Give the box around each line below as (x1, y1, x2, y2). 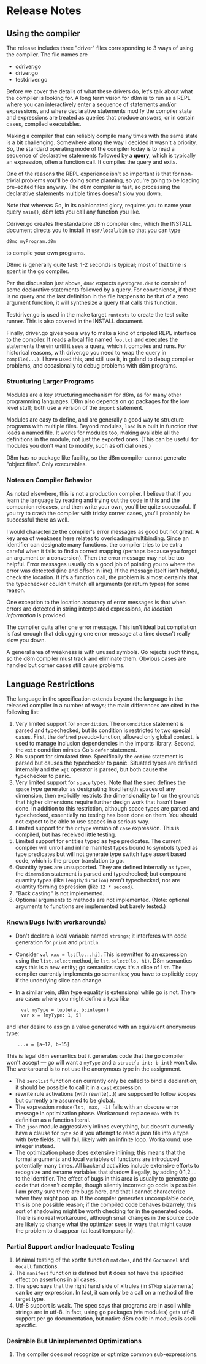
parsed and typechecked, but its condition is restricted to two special (15, 726, 191, 734)
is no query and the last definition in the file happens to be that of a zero (6, 293, 189, 299)
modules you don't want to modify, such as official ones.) (6, 442, 151, 450)
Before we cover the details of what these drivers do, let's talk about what (6, 88, 193, 95)
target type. (15, 1295, 45, 1303)
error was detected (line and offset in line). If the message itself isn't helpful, (6, 567, 199, 574)
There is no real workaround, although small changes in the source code (15, 1214, 199, 1221)
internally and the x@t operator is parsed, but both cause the (15, 766, 168, 773)
